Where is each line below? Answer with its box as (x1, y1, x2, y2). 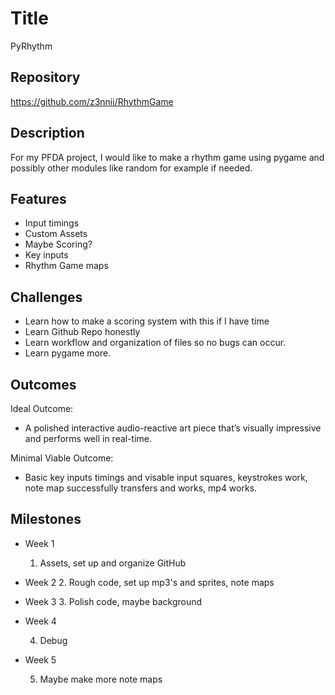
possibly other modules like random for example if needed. (10, 162, 253, 174)
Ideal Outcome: (10, 403, 74, 414)
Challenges (10, 288, 83, 306)
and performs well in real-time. (24, 433, 153, 444)
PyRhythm (10, 40, 53, 52)
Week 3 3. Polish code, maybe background (24, 595, 203, 607)
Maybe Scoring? (24, 238, 93, 251)
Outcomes (10, 376, 77, 393)
